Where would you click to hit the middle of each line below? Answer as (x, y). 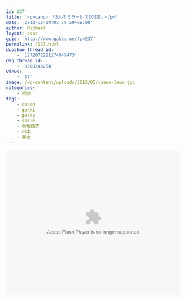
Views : (14, 72)
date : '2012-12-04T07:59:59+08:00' (50, 22)
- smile (26, 121)
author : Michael (26, 28)
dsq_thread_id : (25, 60)
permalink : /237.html (33, 45)
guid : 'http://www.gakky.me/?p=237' (51, 39)
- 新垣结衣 (28, 126)
